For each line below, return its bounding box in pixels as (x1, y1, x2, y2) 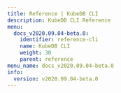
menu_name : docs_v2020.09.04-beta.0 (7, 62, 114, 69)
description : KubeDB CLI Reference (7, 17, 111, 24)
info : (7, 69, 23, 76)
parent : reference (20, 56, 73, 63)
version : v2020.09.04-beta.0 (13, 75, 99, 83)
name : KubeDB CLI (20, 43, 71, 50)
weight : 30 (20, 50, 52, 57)
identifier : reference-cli (20, 36, 99, 43)
